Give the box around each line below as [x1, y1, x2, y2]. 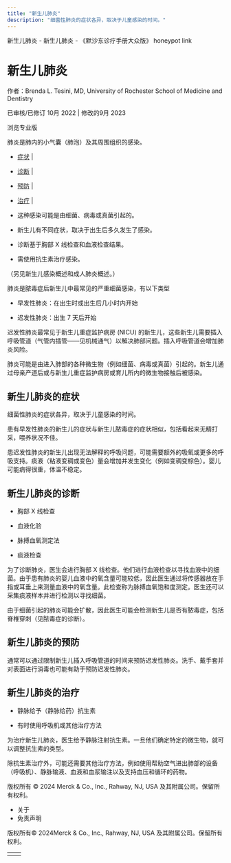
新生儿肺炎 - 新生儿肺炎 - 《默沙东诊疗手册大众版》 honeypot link [7, 36, 192, 45]
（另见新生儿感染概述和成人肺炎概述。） [7, 270, 119, 278]
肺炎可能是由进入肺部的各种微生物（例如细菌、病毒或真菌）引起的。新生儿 [7, 360, 218, 368]
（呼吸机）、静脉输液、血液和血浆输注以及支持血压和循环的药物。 [7, 767, 191, 776]
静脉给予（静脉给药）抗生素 [16, 706, 96, 714]
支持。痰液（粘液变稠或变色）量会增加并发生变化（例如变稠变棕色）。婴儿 [12, 457, 221, 465]
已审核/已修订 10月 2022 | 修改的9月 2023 [7, 109, 126, 117]
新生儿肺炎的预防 [7, 637, 80, 648]
